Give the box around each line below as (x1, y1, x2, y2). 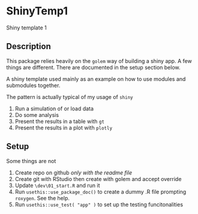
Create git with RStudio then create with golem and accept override (14, 175, 182, 182)
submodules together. (6, 82, 61, 89)
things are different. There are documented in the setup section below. (6, 64, 181, 71)
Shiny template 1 (6, 24, 47, 31)
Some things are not (6, 157, 56, 164)
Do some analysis (14, 111, 59, 118)
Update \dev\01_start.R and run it (14, 182, 100, 189)
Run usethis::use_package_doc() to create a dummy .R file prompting (14, 188, 187, 195)
